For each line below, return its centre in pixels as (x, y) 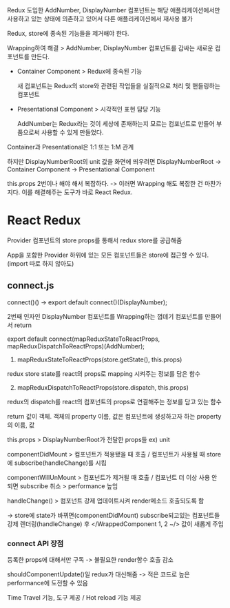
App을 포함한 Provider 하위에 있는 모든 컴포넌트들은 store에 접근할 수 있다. (108, 255)
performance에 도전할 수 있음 (48, 583)
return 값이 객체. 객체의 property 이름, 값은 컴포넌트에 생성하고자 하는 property (114, 416)
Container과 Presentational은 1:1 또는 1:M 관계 (71, 147)
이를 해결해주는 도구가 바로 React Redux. (77, 192)
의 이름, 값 (21, 425)
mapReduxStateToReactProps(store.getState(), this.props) (100, 359)
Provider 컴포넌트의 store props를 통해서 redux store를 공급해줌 (95, 240)
